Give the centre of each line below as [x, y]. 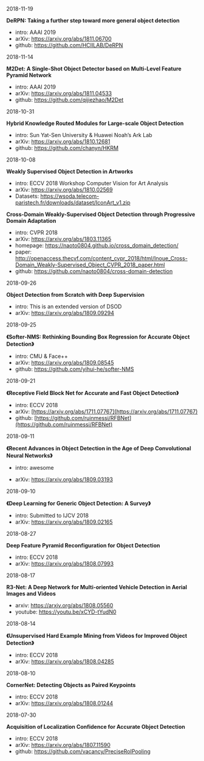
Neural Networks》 [29, 455]
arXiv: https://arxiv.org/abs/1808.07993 [64, 563]
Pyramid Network [29, 75]
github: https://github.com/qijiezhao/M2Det [69, 100]
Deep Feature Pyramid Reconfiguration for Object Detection [83, 545]
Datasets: [27, 196]
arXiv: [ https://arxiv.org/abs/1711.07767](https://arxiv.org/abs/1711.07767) [106, 411]
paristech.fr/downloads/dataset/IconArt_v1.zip [73, 202]
